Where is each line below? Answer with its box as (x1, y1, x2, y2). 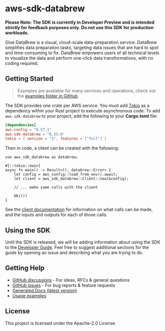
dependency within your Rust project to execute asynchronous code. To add (5, 108, 161, 113)
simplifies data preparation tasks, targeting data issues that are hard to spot (5, 44, 159, 50)
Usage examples (12, 293, 47, 298)
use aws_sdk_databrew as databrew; (5, 155, 78, 160)
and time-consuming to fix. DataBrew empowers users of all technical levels (5, 50, 160, 56)
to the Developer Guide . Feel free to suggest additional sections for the (5, 245, 149, 251)
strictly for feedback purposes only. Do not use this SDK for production (5, 24, 154, 30)
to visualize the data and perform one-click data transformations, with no (5, 55, 154, 61)
